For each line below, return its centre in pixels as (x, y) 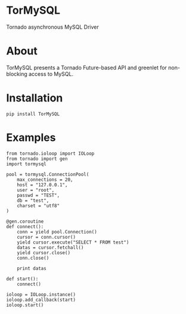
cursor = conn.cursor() (46, 237)
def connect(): (25, 227)
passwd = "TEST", (38, 195)
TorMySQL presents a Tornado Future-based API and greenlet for (86, 67)
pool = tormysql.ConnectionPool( (48, 174)
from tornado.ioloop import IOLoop (50, 153)
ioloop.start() (25, 305)
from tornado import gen (37, 159)
